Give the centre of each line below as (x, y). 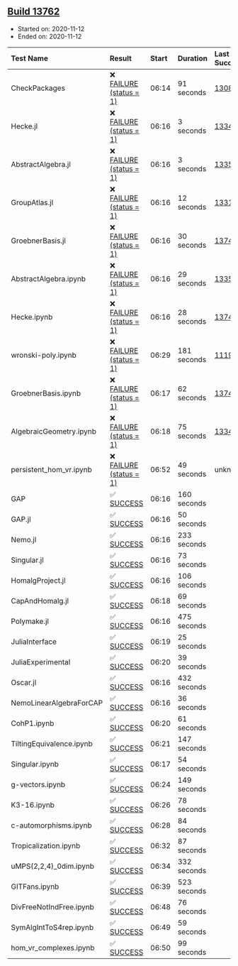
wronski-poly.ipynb (44, 355)
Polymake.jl (30, 621)
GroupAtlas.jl (32, 202)
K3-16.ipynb (33, 805)
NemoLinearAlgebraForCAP (57, 703)
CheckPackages (38, 88)
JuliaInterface (34, 642)
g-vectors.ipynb (38, 784)
